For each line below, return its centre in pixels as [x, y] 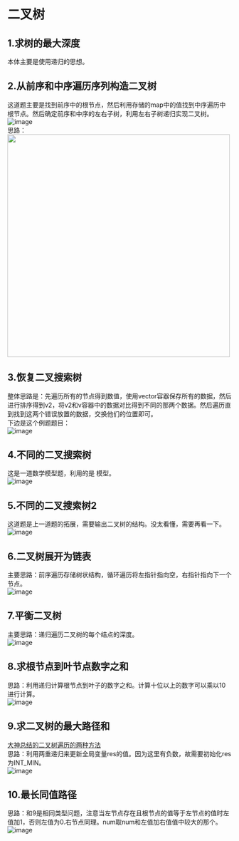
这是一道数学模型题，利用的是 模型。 [61, 473]
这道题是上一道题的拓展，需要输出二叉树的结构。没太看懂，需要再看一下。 [116, 524]
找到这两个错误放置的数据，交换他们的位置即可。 [85, 413]
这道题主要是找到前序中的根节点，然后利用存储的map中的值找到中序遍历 [113, 105]
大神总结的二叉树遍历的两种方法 [54, 745]
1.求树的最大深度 [44, 43]
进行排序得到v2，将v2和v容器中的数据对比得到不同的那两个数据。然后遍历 [116, 405]
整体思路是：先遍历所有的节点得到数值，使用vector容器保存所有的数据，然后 [119, 396]
